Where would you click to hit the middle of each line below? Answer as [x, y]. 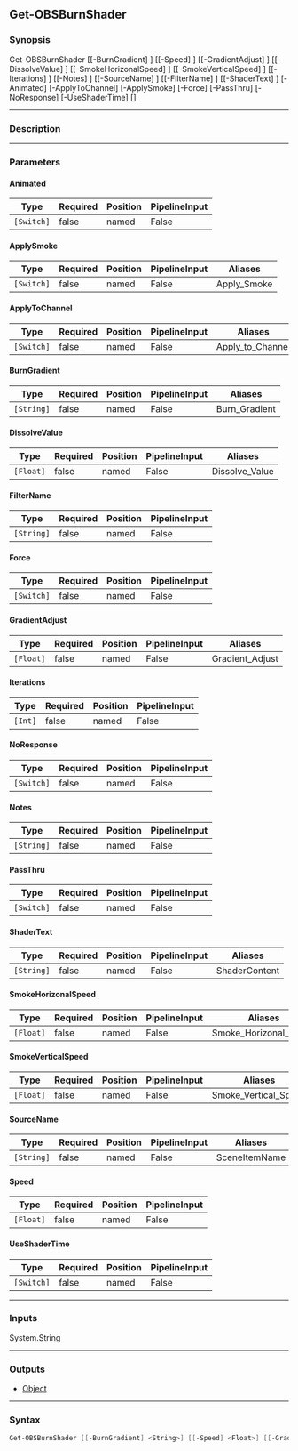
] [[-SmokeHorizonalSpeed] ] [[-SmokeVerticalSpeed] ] [165, 69]
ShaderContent [248, 971]
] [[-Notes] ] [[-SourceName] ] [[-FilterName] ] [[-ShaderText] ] [164, 78]
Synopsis [30, 40]
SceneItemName [251, 1157]
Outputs [27, 1369]
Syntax [25, 1420]
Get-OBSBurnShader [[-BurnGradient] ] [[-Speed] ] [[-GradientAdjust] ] [140, 59]
